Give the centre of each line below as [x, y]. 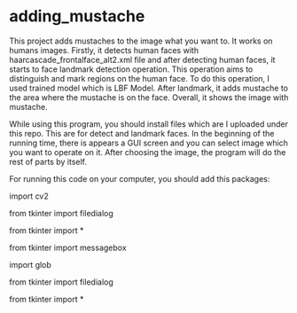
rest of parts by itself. [48, 161]
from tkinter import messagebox [68, 247]
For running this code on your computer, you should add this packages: [140, 178]
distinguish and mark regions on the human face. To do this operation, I [140, 78]
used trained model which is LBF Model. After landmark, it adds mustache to [149, 88]
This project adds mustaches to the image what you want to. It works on [141, 41]
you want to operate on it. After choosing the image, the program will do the [148, 152]
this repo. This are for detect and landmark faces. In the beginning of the [142, 133]
